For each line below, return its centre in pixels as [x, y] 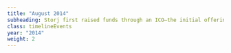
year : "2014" [26, 33]
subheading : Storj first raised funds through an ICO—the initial [104, 20]
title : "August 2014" [38, 13]
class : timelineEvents [40, 26]
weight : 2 [21, 39]
